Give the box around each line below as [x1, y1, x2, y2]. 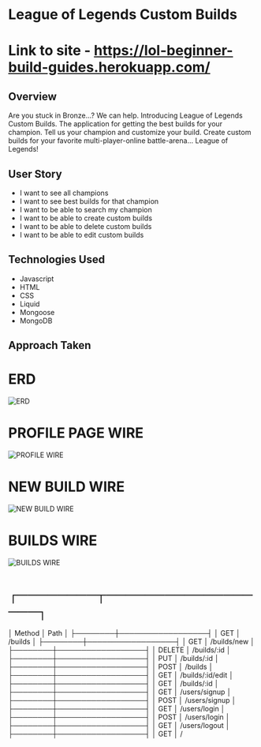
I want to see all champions [19, 188, 109, 197]
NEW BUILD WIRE [8, 478, 125, 496]
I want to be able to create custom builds [19, 213, 152, 223]
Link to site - [8, 42, 91, 60]
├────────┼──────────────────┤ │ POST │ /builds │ [8, 662, 214, 671]
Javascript [19, 274, 54, 283]
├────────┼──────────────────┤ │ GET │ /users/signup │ [8, 687, 232, 696]
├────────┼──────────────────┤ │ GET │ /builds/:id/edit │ [8, 670, 234, 680]
